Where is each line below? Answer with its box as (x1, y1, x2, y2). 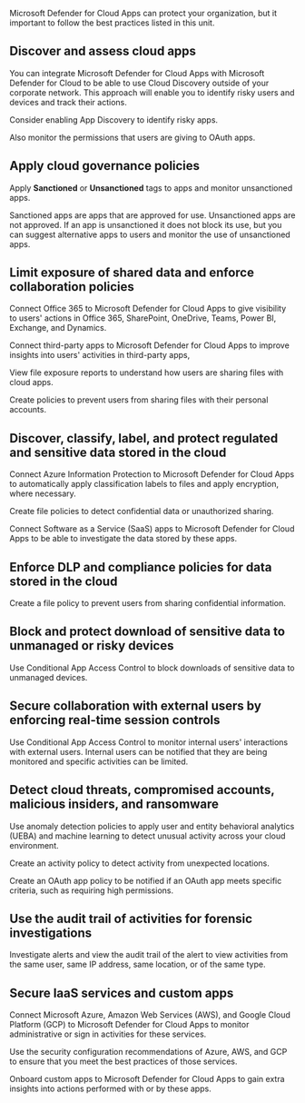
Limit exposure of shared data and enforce (9, 265, 254, 281)
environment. (9, 840, 59, 850)
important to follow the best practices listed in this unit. (9, 17, 215, 28)
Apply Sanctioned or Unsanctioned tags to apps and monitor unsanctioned (9, 182, 293, 194)
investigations (9, 925, 93, 940)
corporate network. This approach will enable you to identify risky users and (9, 86, 295, 98)
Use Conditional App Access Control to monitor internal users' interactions (9, 736, 289, 748)
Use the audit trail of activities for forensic (9, 910, 252, 926)
